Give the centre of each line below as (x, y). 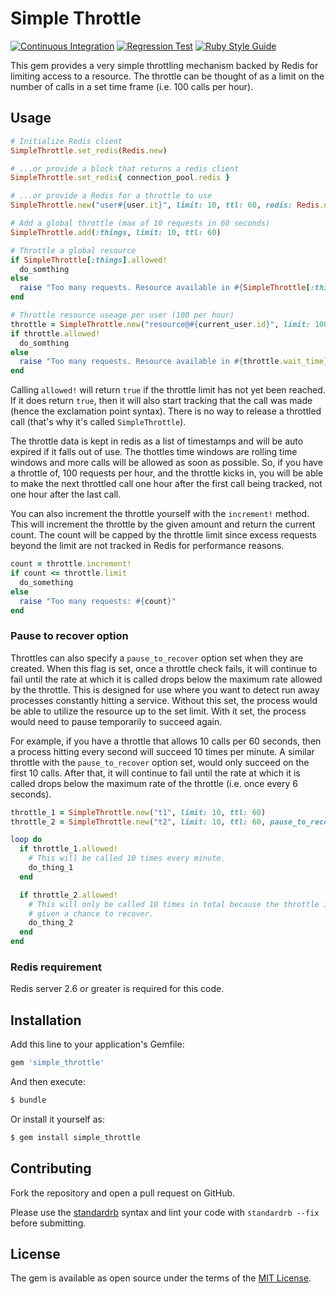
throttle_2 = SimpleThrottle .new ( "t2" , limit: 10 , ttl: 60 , (138, 822)
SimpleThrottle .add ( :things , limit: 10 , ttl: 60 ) (116, 232)
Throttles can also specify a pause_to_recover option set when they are (157, 658)
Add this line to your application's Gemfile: (97, 1044)
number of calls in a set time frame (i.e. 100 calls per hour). (132, 86)
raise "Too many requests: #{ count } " (98, 601)
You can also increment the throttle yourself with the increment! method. (160, 514)
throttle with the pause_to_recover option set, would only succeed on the (160, 762)
